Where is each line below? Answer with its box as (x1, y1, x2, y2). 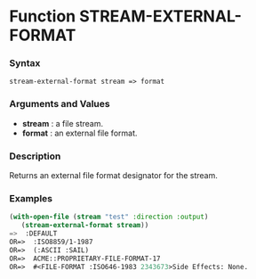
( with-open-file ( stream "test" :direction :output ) (9, 212, 209, 222)
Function (9, 6, 76, 27)
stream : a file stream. (21, 118, 104, 128)
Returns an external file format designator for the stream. (9, 170, 218, 181)
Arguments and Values (9, 98, 110, 111)
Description (9, 150, 61, 162)
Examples (9, 193, 53, 204)
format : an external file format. (21, 127, 138, 138)
